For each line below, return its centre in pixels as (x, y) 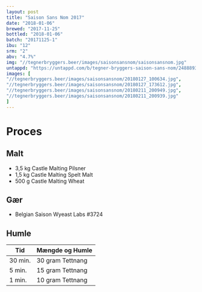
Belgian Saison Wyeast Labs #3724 (59, 214)
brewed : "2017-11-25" (33, 29)
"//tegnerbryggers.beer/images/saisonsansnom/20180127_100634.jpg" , (94, 79)
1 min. (18, 280)
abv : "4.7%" (21, 57)
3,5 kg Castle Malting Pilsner (50, 168)
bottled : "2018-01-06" (35, 34)
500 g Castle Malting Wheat (50, 181)
